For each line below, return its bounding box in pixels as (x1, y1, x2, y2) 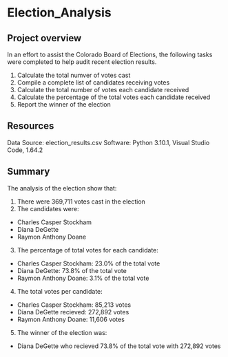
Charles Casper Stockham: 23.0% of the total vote (17, 259, 160, 268)
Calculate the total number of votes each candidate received (17, 86, 189, 94)
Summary (7, 166, 50, 177)
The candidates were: (17, 204, 79, 213)
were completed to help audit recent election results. (7, 58, 157, 66)
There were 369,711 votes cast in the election (17, 197, 146, 206)
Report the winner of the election (17, 100, 112, 108)
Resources (7, 120, 54, 132)
